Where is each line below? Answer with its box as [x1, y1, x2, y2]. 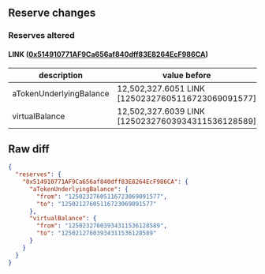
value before [162, 69, 211, 81]
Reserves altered [8, 30, 75, 41]
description [38, 69, 83, 81]
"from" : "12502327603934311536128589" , [36, 222, 168, 230]
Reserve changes [8, 6, 96, 20]
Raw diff [8, 142, 50, 156]
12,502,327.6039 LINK [117, 106, 205, 117]
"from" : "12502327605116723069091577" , [36, 193, 168, 201]
